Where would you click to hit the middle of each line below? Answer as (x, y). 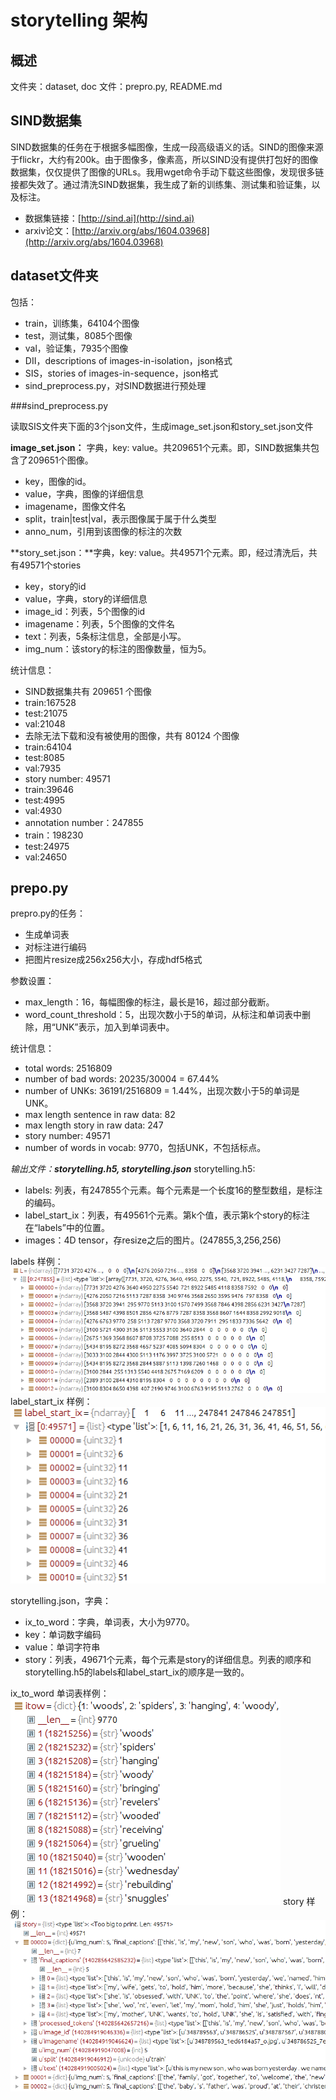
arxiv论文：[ (50, 230)
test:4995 (45, 800)
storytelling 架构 (79, 20)
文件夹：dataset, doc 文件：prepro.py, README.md (116, 86)
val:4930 (43, 810)
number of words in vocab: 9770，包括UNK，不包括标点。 (145, 1148)
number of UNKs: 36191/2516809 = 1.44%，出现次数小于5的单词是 (162, 1091)
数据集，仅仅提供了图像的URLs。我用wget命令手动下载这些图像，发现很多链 (167, 172)
